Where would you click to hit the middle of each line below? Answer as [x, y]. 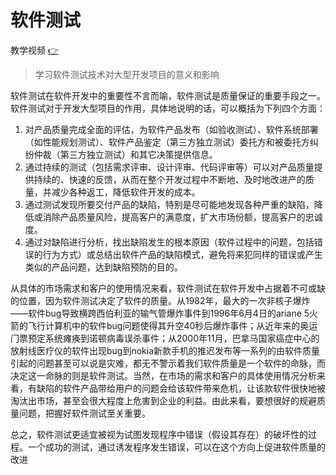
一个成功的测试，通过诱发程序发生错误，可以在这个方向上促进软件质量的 [176, 447]
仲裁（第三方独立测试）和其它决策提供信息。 [125, 154]
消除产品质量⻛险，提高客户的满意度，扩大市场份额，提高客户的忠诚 [182, 217]
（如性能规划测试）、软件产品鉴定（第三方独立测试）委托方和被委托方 [167, 142]
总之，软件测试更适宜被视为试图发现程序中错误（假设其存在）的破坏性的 [159, 434]
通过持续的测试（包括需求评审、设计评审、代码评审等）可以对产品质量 [169, 167]
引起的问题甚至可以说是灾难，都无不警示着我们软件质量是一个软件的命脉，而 [168, 363]
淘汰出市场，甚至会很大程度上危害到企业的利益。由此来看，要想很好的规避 [163, 400]
